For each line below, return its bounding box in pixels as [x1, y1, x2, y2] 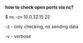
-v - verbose [5, 33, 31, 39]
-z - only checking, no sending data [5, 23, 79, 29]
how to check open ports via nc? [5, 4, 74, 10]
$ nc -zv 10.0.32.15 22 [5, 14, 51, 19]
